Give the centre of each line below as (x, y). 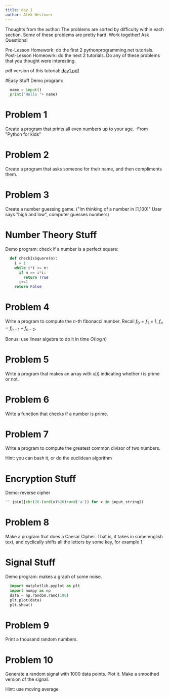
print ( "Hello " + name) (34, 95)
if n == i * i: (32, 273)
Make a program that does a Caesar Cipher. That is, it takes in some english (84, 537)
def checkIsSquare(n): (34, 258)
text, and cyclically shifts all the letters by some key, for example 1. (75, 542)
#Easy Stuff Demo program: (34, 80)
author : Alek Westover (29, 15)
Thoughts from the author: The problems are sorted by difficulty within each (85, 29)
